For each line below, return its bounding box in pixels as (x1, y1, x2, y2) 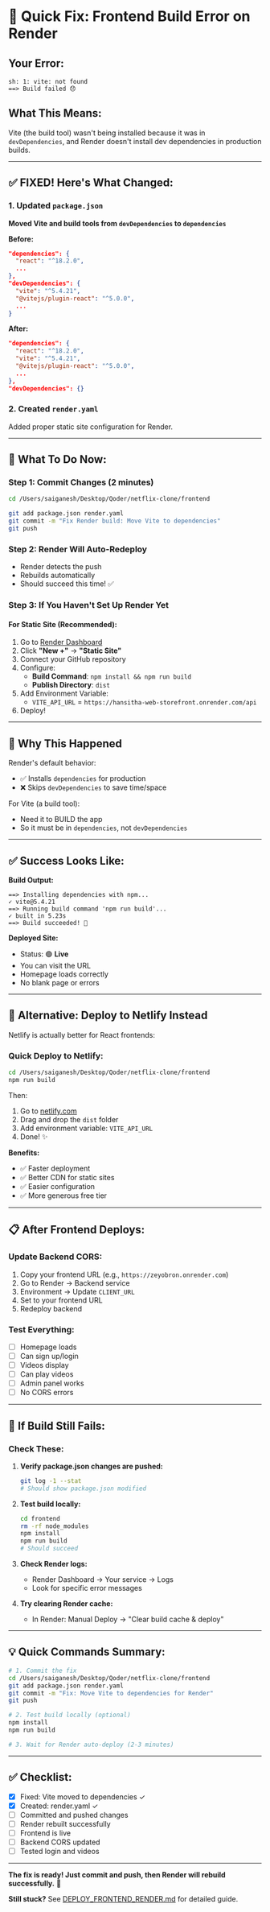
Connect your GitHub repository (19, 655, 126, 664)
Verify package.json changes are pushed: (19, 1461, 163, 1471)
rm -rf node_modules (19, 1522, 89, 1530)
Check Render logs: (19, 1559, 88, 1569)
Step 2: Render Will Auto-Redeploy (8, 543, 147, 555)
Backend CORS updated (19, 1837, 100, 1847)
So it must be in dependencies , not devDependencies (19, 823, 188, 832)
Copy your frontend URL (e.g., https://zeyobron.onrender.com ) (19, 1270, 229, 1279)
